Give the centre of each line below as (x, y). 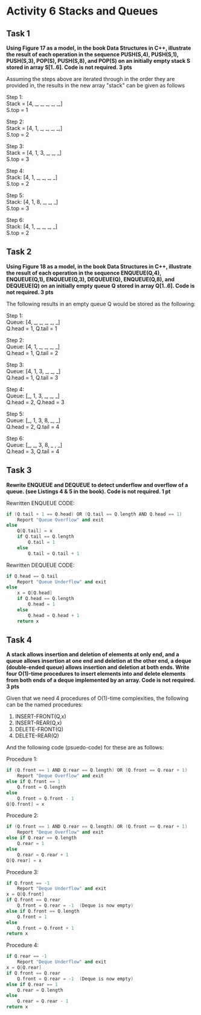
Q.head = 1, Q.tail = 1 (32, 328)
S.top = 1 (17, 110)
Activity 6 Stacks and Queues (82, 11)
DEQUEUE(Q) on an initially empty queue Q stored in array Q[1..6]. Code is (101, 286)
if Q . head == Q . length (46, 599)
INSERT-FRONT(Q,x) (40, 716)
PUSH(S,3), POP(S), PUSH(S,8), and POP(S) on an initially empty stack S (98, 61)
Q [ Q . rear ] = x (24, 860)
